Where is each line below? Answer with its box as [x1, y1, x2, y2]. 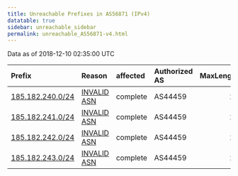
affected [115, 71, 145, 81]
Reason [81, 71, 108, 81]
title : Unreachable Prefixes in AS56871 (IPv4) [7, 10, 151, 18]
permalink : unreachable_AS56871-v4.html [7, 30, 129, 38]
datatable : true [7, 17, 55, 24]
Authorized [154, 67, 193, 77]
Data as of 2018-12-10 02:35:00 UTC [7, 50, 115, 58]
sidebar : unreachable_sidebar [7, 23, 97, 31]
